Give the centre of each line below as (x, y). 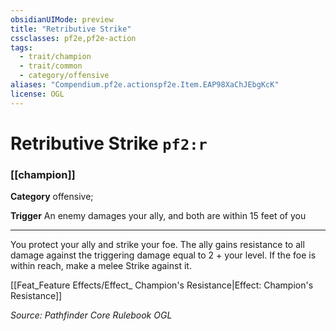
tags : (21, 47)
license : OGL (37, 94)
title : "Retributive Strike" (71, 29)
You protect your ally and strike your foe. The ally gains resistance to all (157, 245)
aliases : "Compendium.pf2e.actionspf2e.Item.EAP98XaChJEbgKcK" (145, 85)
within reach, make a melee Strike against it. (101, 266)
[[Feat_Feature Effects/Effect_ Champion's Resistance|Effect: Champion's (162, 285)
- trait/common (51, 66)
